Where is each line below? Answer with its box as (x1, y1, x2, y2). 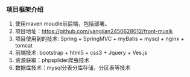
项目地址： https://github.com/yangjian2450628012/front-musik (14, 28, 173, 35)
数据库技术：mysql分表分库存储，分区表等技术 (14, 64, 131, 72)
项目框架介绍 (6, 5, 44, 13)
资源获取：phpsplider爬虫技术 (14, 57, 89, 64)
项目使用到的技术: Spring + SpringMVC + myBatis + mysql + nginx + (14, 35, 185, 43)
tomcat (14, 42, 33, 49)
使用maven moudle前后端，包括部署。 (14, 20, 110, 28)
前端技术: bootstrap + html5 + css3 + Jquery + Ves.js (14, 49, 148, 57)
